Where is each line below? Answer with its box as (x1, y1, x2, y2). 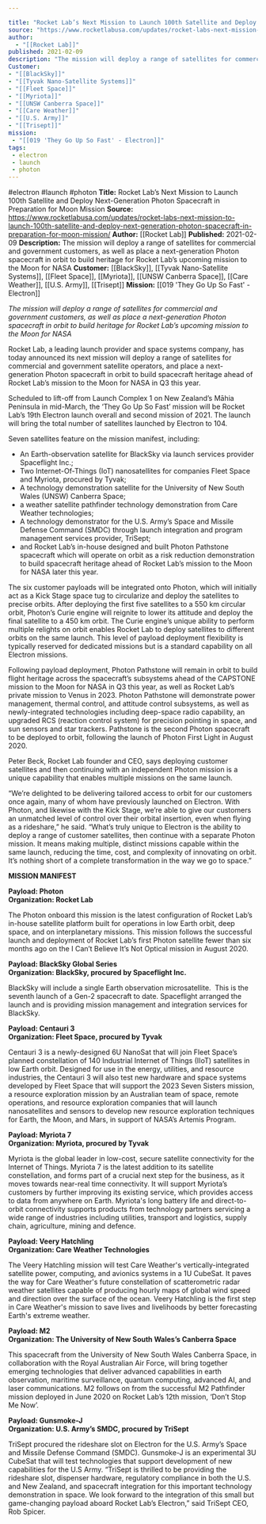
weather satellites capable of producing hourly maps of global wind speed (8, 1286, 251, 1295)
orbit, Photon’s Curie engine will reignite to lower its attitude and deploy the (8, 608, 253, 618)
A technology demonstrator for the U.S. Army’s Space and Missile (19, 516, 234, 527)
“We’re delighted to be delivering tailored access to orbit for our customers (8, 789, 253, 798)
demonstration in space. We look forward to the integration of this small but (8, 1490, 255, 1499)
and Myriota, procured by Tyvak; (19, 474, 127, 484)
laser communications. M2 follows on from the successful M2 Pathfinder (8, 1384, 245, 1393)
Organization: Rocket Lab (8, 895, 93, 905)
